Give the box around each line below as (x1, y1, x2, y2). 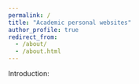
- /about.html (15, 47, 61, 55)
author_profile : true (8, 26, 79, 33)
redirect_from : (8, 33, 58, 41)
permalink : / (8, 11, 51, 19)
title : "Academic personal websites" (8, 19, 132, 26)
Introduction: (8, 69, 49, 78)
